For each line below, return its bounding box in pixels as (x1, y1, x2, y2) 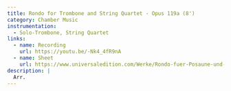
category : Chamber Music (7, 16, 78, 23)
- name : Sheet (13, 55, 54, 62)
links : (7, 36, 26, 42)
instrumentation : (7, 23, 57, 29)
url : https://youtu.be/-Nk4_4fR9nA (19, 49, 122, 55)
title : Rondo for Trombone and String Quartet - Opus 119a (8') (7, 10, 195, 17)
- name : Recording (13, 42, 67, 49)
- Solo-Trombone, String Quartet (13, 29, 109, 36)
